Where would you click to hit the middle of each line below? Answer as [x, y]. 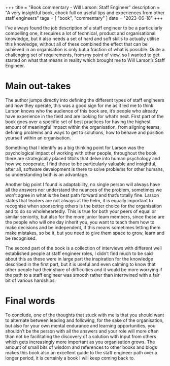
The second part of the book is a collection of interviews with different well [84, 248]
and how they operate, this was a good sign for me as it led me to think [79, 105]
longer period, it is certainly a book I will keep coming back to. [70, 358]
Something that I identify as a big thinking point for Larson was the [75, 148]
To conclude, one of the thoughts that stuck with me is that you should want [85, 315]
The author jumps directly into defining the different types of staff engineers [85, 100]
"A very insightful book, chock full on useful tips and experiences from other [85, 13]
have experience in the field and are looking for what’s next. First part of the [84, 116]
